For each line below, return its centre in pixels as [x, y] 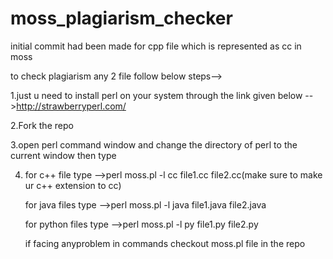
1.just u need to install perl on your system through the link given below [156, 95]
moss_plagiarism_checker [121, 18]
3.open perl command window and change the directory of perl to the [154, 144]
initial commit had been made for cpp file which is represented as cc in [156, 46]
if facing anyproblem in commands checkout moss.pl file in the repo [165, 243]
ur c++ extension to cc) [73, 185]
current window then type [63, 155]
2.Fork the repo [42, 125]
